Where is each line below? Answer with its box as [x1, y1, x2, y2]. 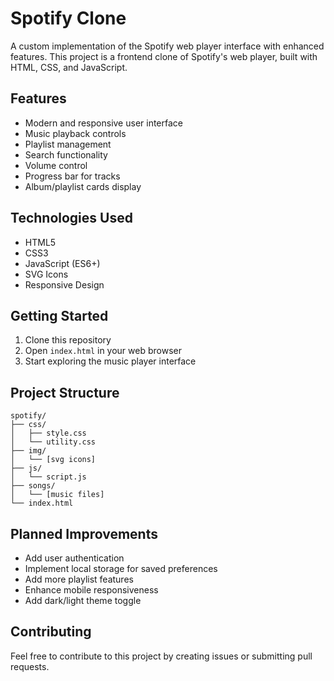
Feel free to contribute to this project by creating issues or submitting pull [10, 650, 313, 662]
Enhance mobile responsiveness [24, 584, 159, 596]
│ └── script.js [10, 472, 87, 482]
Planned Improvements [10, 525, 158, 542]
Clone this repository [24, 334, 112, 346]
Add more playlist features [24, 573, 134, 585]
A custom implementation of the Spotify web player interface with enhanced [10, 40, 325, 52]
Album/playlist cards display [24, 180, 142, 192]
